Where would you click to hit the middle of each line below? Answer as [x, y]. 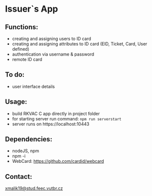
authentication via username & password [53, 54]
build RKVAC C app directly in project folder [56, 114]
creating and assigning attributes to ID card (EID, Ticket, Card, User [80, 44]
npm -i [19, 156]
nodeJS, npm [26, 151]
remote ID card [27, 59]
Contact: [19, 176]
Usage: [16, 102]
